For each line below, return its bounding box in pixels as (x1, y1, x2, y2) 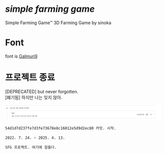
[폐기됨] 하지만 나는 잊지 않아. (5, 94, 63, 100)
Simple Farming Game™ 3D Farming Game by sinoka (5, 20, 112, 26)
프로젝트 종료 (5, 72, 55, 83)
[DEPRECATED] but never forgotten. (5, 89, 79, 94)
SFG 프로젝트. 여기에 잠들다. (5, 145, 57, 150)
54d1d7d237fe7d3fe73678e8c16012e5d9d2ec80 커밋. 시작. (5, 126, 116, 131)
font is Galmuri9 (5, 53, 38, 59)
